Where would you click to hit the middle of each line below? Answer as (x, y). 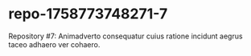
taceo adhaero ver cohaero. (54, 44)
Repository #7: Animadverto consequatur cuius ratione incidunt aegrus (125, 36)
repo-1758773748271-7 (88, 14)
